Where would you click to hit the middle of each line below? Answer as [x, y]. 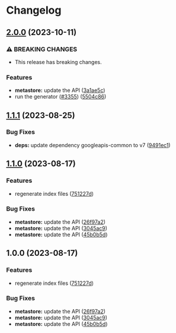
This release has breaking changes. [58, 62]
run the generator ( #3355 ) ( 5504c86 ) [60, 97]
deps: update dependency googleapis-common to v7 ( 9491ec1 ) [92, 145]
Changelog [34, 10]
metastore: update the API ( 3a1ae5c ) [60, 90]
